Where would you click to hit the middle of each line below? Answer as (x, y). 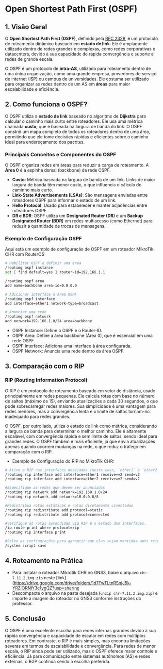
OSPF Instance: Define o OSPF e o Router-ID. (57, 331)
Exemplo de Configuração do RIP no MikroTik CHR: (63, 461)
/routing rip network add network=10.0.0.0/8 (52, 497)
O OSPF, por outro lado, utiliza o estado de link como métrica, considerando (81, 426)
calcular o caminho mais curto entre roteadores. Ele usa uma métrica (74, 121)
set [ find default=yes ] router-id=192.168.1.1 (55, 272)
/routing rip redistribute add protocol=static (54, 510)
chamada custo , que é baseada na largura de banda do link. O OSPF (73, 126)
